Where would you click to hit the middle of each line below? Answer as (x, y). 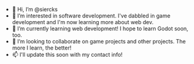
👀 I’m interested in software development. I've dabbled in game (91, 16)
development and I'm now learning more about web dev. (83, 22)
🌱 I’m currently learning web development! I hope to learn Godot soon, (100, 28)
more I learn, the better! (42, 48)
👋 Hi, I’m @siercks (35, 9)
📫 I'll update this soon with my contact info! (67, 55)
